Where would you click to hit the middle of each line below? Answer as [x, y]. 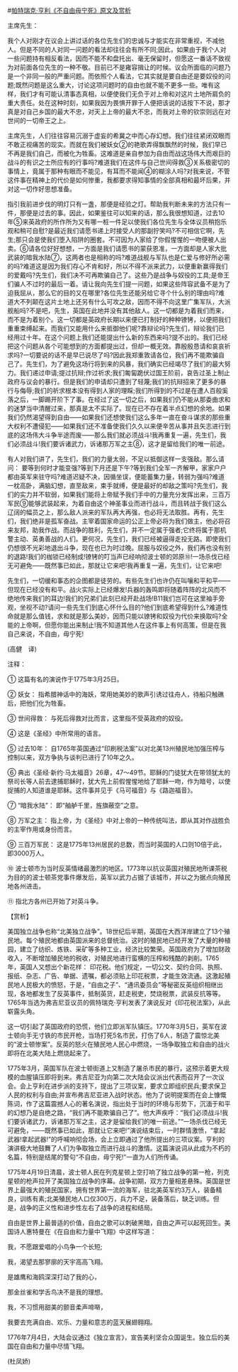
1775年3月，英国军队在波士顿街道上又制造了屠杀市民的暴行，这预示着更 [112, 1068]
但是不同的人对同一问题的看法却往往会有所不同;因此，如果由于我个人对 [123, 49]
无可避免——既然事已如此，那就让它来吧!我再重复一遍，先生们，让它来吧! [115, 566]
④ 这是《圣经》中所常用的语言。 [56, 733]
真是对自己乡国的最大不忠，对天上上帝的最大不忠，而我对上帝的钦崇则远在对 [119, 112]
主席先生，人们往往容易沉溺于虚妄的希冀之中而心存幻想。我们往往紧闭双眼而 [119, 136]
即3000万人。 [28, 853]
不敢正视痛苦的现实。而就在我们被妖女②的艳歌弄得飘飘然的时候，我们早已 [117, 145]
